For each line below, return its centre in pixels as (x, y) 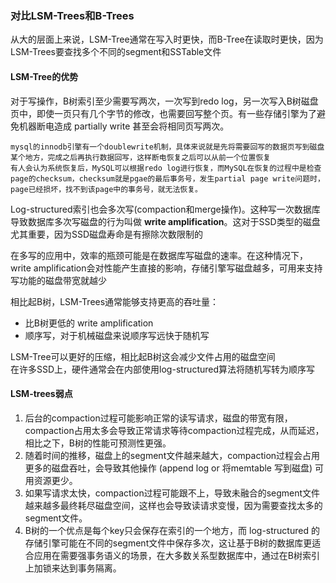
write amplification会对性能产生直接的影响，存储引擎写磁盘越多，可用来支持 (166, 268)
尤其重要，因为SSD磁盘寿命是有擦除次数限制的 (107, 234)
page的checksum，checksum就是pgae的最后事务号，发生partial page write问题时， (167, 178)
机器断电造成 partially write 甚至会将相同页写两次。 (124, 126)
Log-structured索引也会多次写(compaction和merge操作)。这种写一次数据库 (165, 209)
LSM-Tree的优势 (44, 76)
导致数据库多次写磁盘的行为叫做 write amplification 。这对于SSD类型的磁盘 (165, 221)
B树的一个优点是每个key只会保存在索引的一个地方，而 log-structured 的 (172, 530)
